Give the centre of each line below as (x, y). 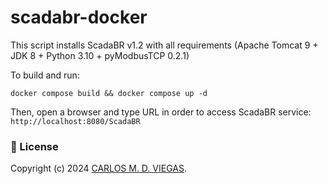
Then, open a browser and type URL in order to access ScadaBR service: (161, 112)
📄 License (34, 146)
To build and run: (45, 75)
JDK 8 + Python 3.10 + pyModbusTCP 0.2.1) (100, 55)
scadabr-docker (79, 17)
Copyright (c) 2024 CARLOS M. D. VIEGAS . (98, 168)
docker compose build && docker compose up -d (109, 93)
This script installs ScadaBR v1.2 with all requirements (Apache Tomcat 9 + (164, 45)
